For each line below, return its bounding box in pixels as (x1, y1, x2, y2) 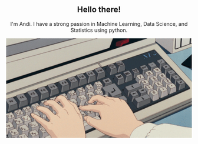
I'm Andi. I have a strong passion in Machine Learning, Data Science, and (10, 20, 188, 27)
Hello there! (77, 5, 121, 15)
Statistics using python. (70, 26, 128, 34)
